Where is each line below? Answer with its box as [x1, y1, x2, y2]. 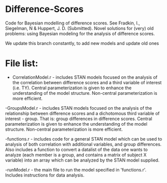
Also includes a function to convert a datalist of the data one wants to [5, 146, 148, 153]
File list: [5, 58, 38, 69]
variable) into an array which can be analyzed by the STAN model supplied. [5, 157, 160, 163]
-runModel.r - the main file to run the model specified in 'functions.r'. [5, 167, 147, 173]
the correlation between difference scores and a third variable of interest [12, 79, 162, 85]
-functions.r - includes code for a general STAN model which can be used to [5, 136, 163, 142]
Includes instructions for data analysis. [5, 172, 85, 178]
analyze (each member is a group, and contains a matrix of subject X [5, 152, 147, 158]
